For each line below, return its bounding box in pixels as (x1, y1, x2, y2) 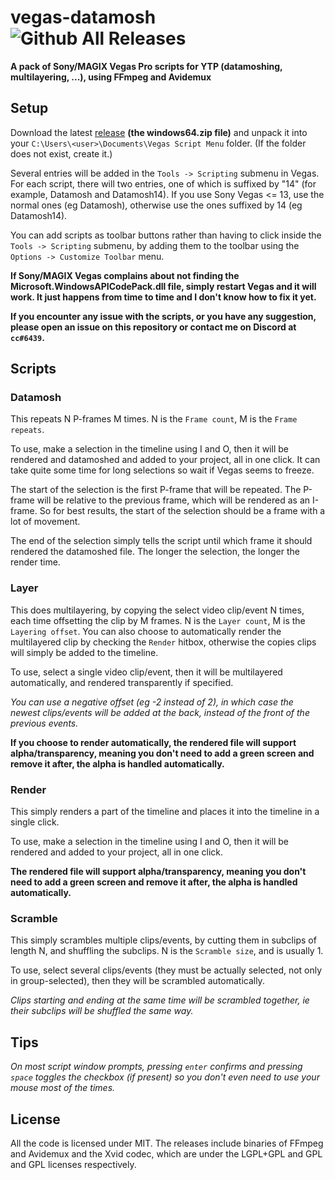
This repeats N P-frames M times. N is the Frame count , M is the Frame (10, 413, 298, 425)
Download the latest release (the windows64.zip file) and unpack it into (10, 126, 308, 138)
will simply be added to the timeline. (10, 646, 159, 658)
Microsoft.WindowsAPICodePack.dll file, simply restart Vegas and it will (10, 280, 317, 292)
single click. (10, 816, 60, 828)
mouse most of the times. (10, 1082, 116, 1094)
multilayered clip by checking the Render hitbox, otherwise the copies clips (10, 636, 317, 648)
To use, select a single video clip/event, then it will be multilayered (10, 666, 283, 678)
